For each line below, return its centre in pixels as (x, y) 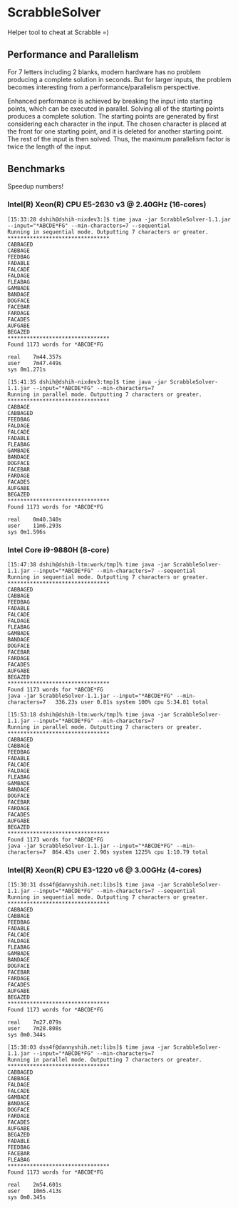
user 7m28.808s (35, 1029)
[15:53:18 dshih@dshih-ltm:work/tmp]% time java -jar (89, 715)
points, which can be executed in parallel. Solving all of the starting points (116, 109)
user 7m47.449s (35, 363)
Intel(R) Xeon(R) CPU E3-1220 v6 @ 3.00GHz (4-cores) (104, 870)
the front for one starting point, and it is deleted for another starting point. (115, 131)
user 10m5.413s (35, 1191)
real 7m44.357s (35, 357)
